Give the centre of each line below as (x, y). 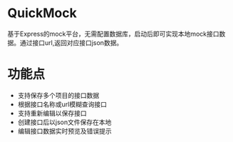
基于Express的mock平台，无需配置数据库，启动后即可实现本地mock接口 (113, 34)
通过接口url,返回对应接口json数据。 (71, 42)
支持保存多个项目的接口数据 (58, 95)
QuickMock (42, 13)
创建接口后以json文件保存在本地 (64, 122)
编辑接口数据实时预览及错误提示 (64, 131)
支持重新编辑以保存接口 (52, 113)
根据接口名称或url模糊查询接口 (62, 104)
